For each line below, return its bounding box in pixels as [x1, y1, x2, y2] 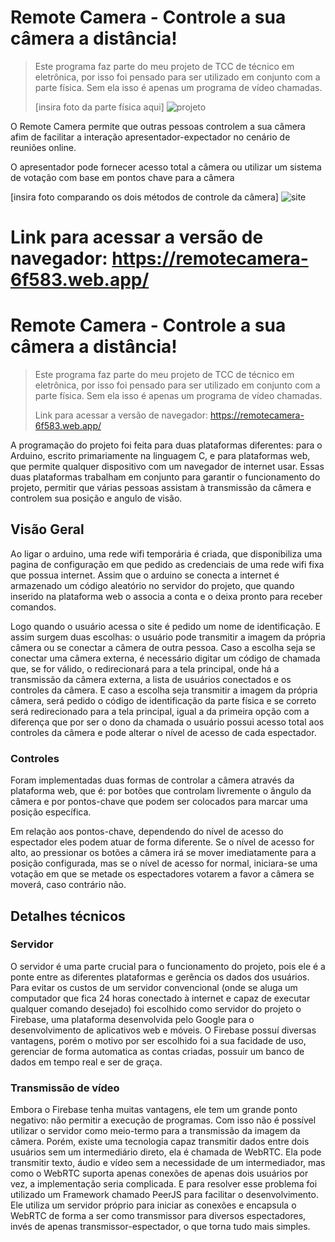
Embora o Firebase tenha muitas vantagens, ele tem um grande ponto [10, 1104, 298, 1116]
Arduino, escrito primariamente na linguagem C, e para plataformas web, [10, 450, 311, 462]
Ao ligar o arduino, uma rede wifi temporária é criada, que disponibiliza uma [10, 547, 323, 560]
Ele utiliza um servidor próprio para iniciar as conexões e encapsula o [10, 1199, 297, 1211]
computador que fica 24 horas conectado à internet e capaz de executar [10, 992, 311, 1004]
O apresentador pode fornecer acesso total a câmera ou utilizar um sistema [10, 161, 322, 173]
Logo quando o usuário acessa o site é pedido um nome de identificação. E [10, 620, 322, 632]
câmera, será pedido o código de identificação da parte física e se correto [10, 694, 317, 706]
